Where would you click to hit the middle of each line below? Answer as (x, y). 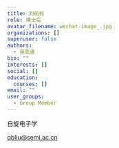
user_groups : (26, 97)
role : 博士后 (24, 20)
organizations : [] (33, 33)
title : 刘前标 (26, 13)
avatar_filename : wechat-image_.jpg (60, 26)
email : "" (21, 90)
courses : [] (31, 84)
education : (23, 77)
